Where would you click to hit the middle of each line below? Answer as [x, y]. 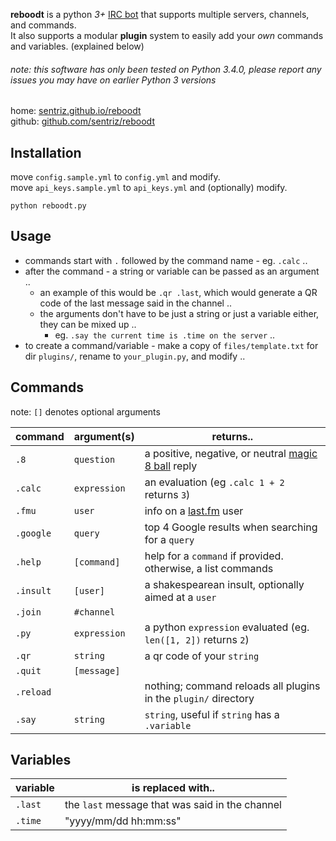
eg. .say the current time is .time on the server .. [165, 335]
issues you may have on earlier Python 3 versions [113, 80]
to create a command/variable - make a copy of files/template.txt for [171, 345]
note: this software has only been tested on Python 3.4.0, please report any [166, 69]
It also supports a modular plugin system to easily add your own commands [167, 35]
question [94, 459]
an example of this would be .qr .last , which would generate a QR [178, 292]
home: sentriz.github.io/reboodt [76, 111]
